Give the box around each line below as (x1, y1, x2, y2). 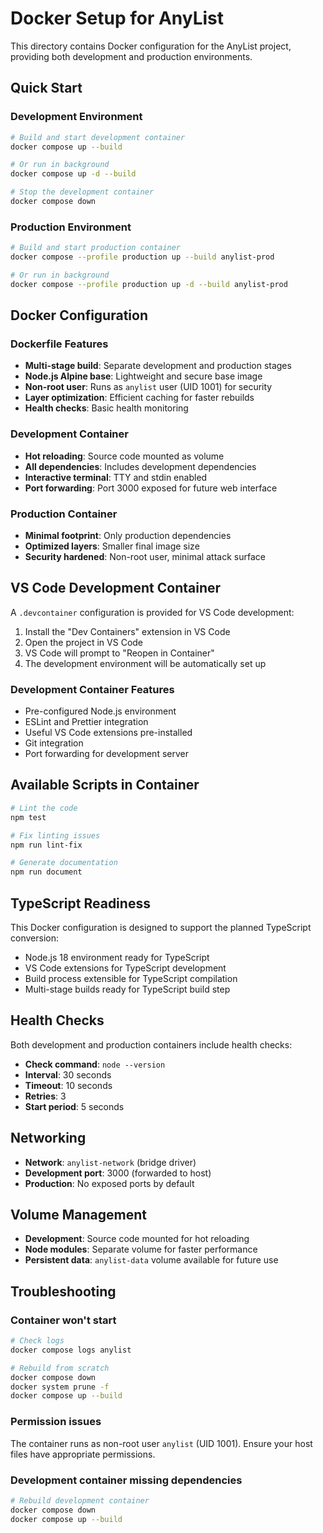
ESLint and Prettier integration (24, 716, 149, 728)
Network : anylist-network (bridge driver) (24, 1156, 197, 1168)
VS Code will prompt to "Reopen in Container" (24, 647, 215, 659)
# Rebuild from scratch (10, 1363, 110, 1373)
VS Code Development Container (10, 580, 222, 597)
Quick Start (10, 80, 83, 97)
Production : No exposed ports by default (24, 1177, 195, 1189)
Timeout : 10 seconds (24, 1079, 113, 1091)
